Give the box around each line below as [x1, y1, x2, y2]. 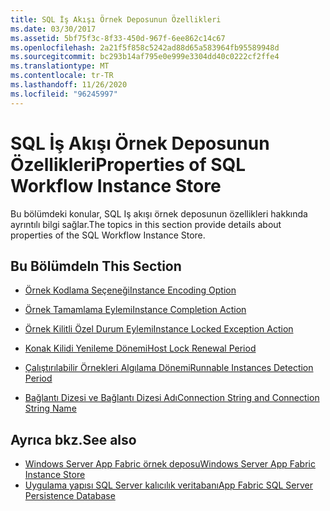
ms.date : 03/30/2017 [10, 24, 97, 34]
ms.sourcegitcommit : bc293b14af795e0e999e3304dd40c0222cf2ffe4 [10, 52, 280, 62]
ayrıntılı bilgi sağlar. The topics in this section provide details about [10, 218, 282, 230]
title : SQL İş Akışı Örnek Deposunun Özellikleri [10, 14, 222, 25]
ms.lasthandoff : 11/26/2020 [10, 80, 128, 90]
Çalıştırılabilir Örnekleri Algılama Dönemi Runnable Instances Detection [24, 362, 314, 374]
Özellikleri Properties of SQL [10, 153, 247, 176]
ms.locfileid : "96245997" [10, 89, 118, 99]
